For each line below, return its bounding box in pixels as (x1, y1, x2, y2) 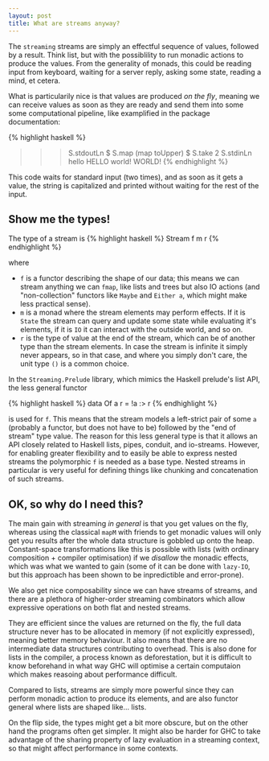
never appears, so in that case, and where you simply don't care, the (19, 351, 247, 360)
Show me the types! (8, 212, 111, 226)
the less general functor (8, 383, 88, 393)
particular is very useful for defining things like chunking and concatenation (8, 466, 259, 475)
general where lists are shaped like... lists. (8, 702, 147, 712)
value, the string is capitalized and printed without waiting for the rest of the (8, 180, 259, 190)
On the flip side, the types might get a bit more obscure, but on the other (8, 718, 249, 728)
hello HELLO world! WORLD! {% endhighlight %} (67, 156, 229, 166)
